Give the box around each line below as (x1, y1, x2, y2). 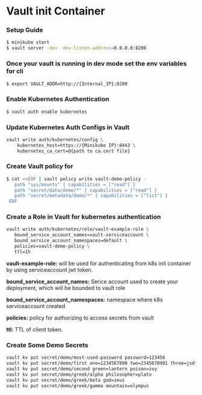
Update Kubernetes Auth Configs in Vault (6, 123, 130, 131)
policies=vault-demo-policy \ (14, 243, 90, 249)
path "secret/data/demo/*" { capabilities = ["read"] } (14, 187, 158, 193)
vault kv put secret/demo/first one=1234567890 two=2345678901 (6, 361, 168, 367)
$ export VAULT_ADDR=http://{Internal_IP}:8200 (6, 80, 128, 87)
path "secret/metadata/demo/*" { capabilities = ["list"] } (14, 193, 168, 199)
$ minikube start (6, 39, 50, 46)
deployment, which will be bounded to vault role (6, 284, 126, 291)
